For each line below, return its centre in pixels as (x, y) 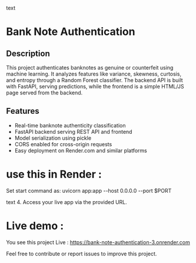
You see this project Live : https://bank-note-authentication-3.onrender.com (98, 242)
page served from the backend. (44, 93)
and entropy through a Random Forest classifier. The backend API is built (95, 80)
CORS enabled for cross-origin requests (63, 144)
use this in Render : (54, 174)
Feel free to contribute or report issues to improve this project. (82, 254)
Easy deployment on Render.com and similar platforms (81, 150)
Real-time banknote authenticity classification (70, 125)
